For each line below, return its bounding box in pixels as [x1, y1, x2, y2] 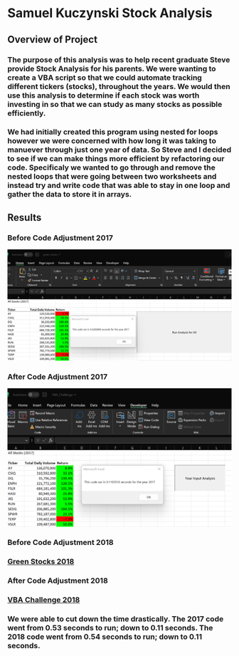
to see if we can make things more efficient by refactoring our [7, 154, 225, 164]
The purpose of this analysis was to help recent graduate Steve [7, 55, 230, 65]
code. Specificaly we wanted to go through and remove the [7, 162, 216, 172]
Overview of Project [7, 33, 98, 46]
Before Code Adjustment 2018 [7, 538, 114, 548]
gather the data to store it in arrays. [7, 189, 132, 199]
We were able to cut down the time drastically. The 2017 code [7, 614, 224, 624]
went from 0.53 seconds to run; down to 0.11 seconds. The [7, 623, 213, 633]
